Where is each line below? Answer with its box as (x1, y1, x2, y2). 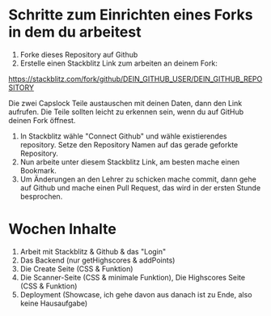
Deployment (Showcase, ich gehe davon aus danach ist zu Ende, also (19, 289, 252, 299)
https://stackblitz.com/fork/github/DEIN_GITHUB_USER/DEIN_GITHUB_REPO (8, 74, 263, 83)
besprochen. (19, 191, 63, 201)
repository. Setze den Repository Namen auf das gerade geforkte (19, 139, 239, 149)
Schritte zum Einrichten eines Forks (8, 6, 253, 24)
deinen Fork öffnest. (8, 115, 76, 125)
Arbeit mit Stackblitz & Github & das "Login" (19, 246, 167, 256)
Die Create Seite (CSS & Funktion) (19, 263, 133, 273)
